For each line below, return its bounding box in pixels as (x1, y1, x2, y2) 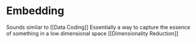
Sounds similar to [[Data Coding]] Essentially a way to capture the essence (6, 24, 191, 31)
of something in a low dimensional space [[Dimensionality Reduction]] (6, 29, 179, 37)
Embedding (6, 4, 65, 18)
